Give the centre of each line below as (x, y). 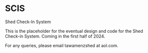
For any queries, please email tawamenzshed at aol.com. (62, 45)
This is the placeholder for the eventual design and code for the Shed (74, 31)
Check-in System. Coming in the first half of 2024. (55, 36)
